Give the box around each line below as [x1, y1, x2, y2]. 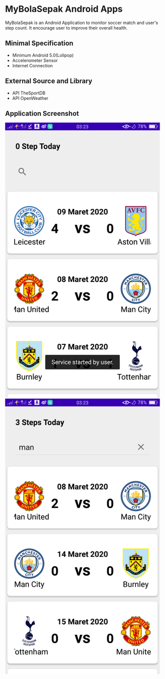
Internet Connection [12, 62, 53, 68]
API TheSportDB [12, 90, 46, 96]
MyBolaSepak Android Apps [5, 3, 123, 15]
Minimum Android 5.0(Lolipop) [12, 52, 74, 58]
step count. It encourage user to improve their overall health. [5, 25, 128, 30]
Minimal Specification [5, 39, 74, 48]
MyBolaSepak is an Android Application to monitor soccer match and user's [5, 20, 158, 26]
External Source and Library [5, 77, 92, 85]
